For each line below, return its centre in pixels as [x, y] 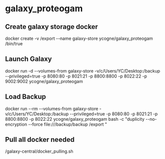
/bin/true [14, 44]
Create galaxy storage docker [52, 27]
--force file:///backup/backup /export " [67, 124]
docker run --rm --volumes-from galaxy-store [52, 108]
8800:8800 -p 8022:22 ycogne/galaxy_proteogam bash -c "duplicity [75, 119]
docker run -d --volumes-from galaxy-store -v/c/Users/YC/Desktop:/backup [82, 71]
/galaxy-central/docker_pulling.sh [39, 151]
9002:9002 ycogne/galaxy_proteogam [44, 81]
